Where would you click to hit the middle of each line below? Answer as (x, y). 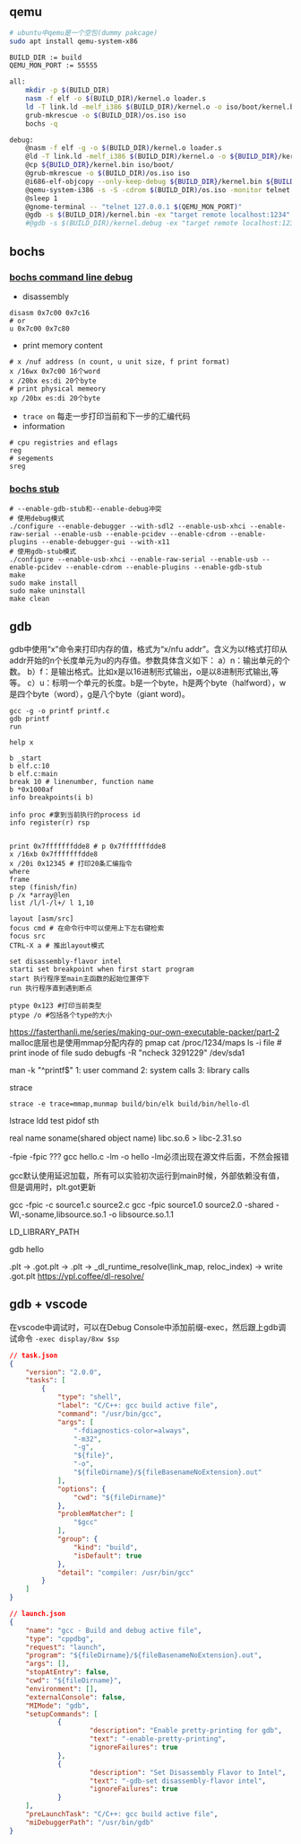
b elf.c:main (34, 773)
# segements (31, 458)
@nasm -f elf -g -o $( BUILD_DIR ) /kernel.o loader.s (124, 148)
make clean (30, 599)
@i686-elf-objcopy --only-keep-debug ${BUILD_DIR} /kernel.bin (144, 181)
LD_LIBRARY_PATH (44, 1231)
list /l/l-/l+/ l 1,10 (52, 903)
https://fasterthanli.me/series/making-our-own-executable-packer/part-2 (145, 1032)
